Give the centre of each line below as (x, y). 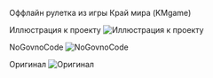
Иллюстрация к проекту (55, 30)
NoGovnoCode (36, 47)
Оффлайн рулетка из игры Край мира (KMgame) (100, 13)
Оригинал (28, 64)
